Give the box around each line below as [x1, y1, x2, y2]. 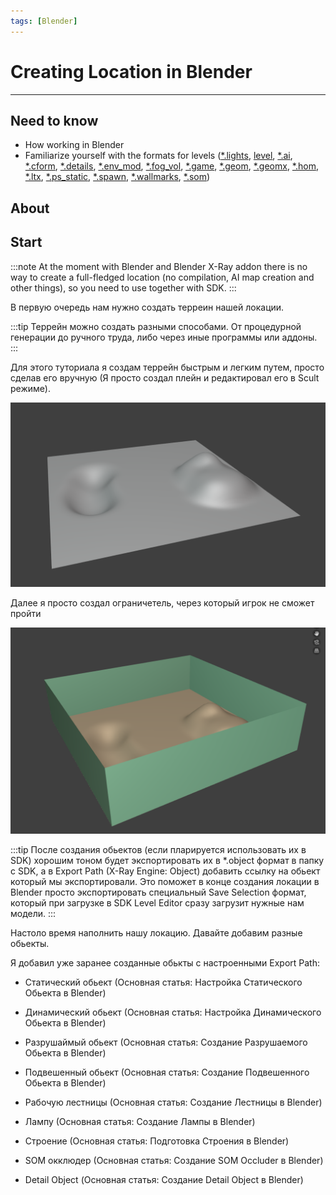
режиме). [10, 382, 51, 394]
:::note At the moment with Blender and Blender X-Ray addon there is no [10, 260, 308, 272]
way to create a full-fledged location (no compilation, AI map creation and [10, 271, 315, 283]
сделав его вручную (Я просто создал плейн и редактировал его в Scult [10, 371, 320, 384]
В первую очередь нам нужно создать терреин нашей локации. [10, 301, 285, 313]
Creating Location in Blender [10, 60, 253, 83]
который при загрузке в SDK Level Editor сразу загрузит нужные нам [10, 896, 305, 909]
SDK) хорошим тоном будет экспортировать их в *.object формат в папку [10, 854, 325, 866]
